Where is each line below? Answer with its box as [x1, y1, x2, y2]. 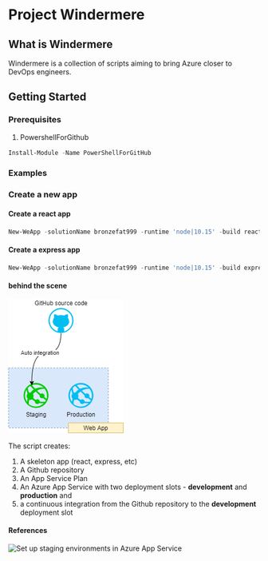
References [8, 526, 48, 535]
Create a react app [8, 209, 71, 218]
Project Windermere [8, 6, 145, 24]
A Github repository [19, 465, 85, 475]
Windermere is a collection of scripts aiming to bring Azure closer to [8, 58, 233, 68]
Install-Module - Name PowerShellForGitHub [8, 149, 152, 157]
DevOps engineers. [8, 67, 72, 77]
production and [19, 490, 73, 500]
